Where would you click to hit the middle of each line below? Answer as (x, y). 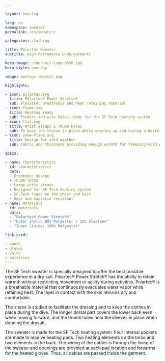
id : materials (24, 208)
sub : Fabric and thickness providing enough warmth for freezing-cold (83, 145)
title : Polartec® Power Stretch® (44, 99)
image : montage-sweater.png (34, 77)
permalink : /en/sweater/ (30, 32)
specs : (12, 153)
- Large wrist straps (32, 185)
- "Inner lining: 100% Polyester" (45, 226)
